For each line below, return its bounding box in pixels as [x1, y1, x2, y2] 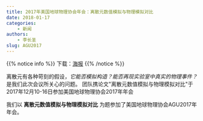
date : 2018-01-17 [6, 15, 50, 21]
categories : [6, 20, 36, 26]
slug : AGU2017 [6, 43, 42, 49]
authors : [6, 31, 28, 38]
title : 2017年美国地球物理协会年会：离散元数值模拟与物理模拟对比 [6, 8, 153, 15]
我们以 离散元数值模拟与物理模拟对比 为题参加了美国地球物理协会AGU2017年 [6, 100, 197, 108]
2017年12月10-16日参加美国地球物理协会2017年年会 [6, 88, 134, 95]
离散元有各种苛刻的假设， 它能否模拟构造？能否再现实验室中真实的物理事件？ [6, 73, 198, 80]
